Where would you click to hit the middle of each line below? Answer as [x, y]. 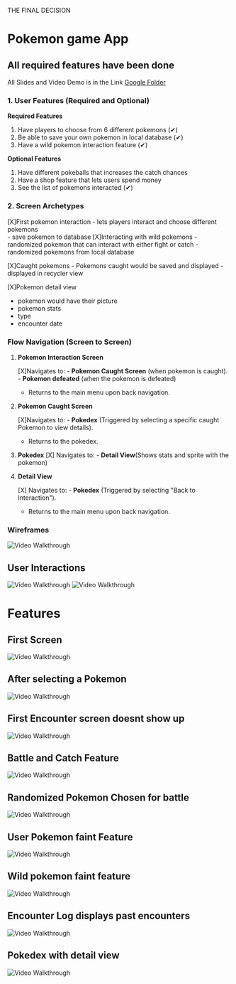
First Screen [35, 640]
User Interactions [47, 568]
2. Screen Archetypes [46, 206]
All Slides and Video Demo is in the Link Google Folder [87, 82]
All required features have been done [91, 65]
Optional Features [34, 159]
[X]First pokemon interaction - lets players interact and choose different [112, 221]
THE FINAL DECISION [39, 10]
